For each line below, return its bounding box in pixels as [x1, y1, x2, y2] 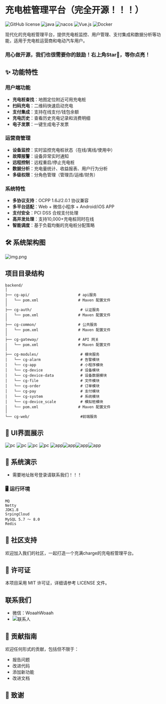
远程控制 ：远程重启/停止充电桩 [12, 159, 75, 165]
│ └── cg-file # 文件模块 [5, 378, 100, 383]
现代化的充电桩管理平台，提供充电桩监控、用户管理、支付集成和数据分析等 [5, 31, 157, 37]
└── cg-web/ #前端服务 [5, 414, 98, 419]
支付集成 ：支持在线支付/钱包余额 [12, 108, 79, 114]
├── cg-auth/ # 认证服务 [5, 307, 100, 312]
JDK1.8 [5, 507, 19, 512]
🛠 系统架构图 [5, 238, 46, 247]
